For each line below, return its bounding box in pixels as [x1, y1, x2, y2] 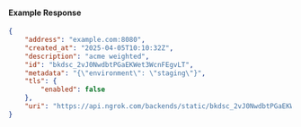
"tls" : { [24, 77, 58, 86]
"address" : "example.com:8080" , [24, 36, 146, 45]
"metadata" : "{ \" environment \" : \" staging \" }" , [24, 68, 206, 78]
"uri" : [24, 102, 49, 111]
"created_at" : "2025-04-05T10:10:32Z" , [24, 43, 174, 53]
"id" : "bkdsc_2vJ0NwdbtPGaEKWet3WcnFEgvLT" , [24, 60, 194, 69]
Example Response [8, 7, 82, 18]
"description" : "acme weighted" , [24, 52, 150, 61]
